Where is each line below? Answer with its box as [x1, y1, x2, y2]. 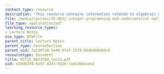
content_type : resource [5, 7, 54, 12]
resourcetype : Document [5, 52, 54, 57]
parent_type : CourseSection [5, 43, 62, 48]
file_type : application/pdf [5, 20, 62, 26]
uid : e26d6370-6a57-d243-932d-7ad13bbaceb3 [5, 61, 95, 66]
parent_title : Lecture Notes [5, 39, 64, 44]
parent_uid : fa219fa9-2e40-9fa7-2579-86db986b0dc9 [5, 48, 110, 53]
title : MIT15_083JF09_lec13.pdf [5, 57, 71, 62]
